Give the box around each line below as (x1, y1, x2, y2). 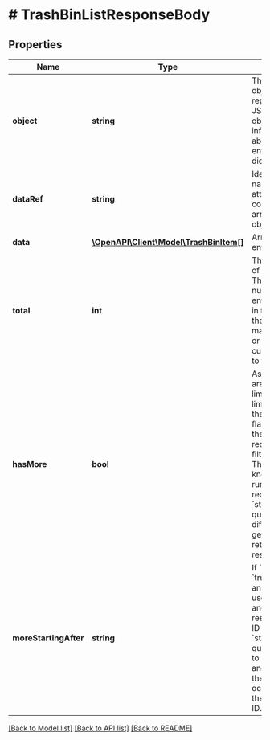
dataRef (12, 194, 43, 204)
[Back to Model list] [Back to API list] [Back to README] (8, 723, 193, 733)
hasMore (12, 459, 47, 469)
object (12, 115, 38, 126)
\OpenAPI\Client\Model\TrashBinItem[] (92, 237, 244, 247)
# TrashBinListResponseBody (8, 6, 211, 24)
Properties (8, 38, 63, 51)
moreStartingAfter (12, 632, 84, 644)
